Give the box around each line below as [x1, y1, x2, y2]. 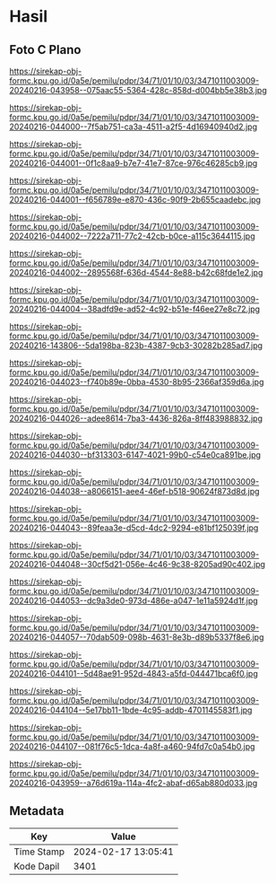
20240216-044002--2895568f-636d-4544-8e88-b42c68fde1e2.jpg [9, 267, 263, 277]
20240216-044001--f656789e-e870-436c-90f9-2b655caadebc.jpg [9, 195, 262, 205]
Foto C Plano [9, 42, 82, 57]
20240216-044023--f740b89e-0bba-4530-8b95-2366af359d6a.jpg [9, 377, 264, 387]
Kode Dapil [13, 860, 60, 872]
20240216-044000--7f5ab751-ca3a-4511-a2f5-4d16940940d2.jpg [9, 121, 258, 132]
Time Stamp [13, 845, 65, 858]
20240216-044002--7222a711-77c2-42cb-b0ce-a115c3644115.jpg [9, 231, 255, 241]
